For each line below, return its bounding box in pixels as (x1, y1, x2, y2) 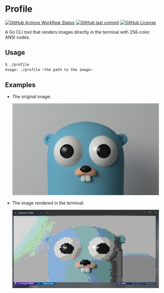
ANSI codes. (5, 34, 30, 40)
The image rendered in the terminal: (12, 200, 84, 206)
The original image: (12, 94, 51, 100)
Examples (5, 81, 36, 89)
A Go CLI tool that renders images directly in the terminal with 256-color (5, 29, 150, 35)
